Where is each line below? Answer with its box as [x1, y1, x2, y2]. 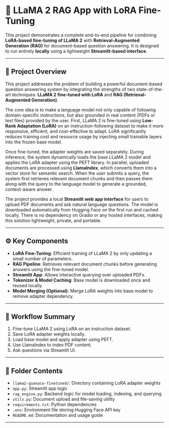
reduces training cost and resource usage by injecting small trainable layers [5, 133, 162, 139]
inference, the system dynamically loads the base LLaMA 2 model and [5, 154, 151, 160]
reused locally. [12, 282, 43, 288]
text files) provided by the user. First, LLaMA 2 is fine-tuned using [5, 117, 141, 123]
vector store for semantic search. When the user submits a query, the [5, 170, 149, 176]
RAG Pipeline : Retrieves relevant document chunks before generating [12, 261, 157, 267]
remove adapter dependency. [12, 293, 74, 299]
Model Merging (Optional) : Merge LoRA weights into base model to [12, 288, 153, 294]
